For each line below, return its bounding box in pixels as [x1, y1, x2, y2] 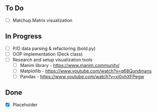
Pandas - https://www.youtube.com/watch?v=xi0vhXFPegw [20, 73, 144, 79]
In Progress [5, 32, 42, 40]
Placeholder [12, 101, 38, 107]
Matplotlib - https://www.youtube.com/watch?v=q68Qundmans [20, 67, 152, 74]
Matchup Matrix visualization [12, 17, 73, 23]
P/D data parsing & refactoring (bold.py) [12, 45, 96, 51]
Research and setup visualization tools [12, 56, 93, 62]
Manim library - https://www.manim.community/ [20, 62, 120, 68]
